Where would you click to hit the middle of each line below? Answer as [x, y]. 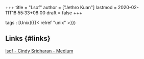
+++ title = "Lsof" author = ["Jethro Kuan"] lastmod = [61, 7]
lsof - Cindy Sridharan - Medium [39, 51]
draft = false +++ [65, 13]
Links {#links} [28, 38]
